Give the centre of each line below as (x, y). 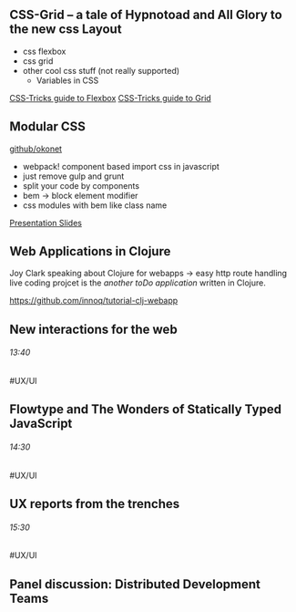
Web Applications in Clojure (90, 251)
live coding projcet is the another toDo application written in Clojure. (138, 283)
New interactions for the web (93, 329)
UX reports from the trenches (95, 504)
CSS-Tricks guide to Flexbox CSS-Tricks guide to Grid (110, 98)
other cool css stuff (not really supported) (101, 70)
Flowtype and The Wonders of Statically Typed (146, 410)
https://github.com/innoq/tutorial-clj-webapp (94, 301)
